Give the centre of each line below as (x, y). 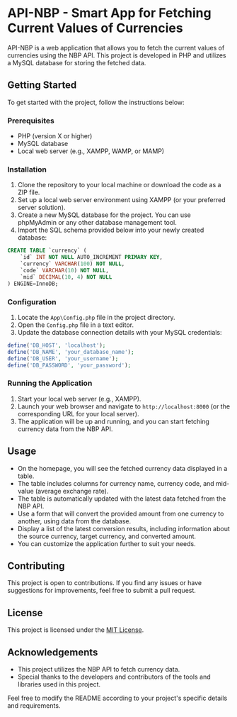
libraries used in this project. (59, 684)
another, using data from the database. (74, 521)
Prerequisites (31, 121)
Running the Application (50, 383)
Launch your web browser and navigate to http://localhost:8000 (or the (124, 406)
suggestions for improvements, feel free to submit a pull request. (102, 591)
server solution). (41, 208)
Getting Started (42, 85)
